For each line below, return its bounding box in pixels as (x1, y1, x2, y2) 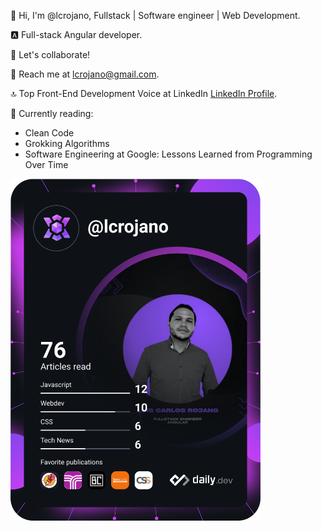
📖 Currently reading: (10, 108, 94, 119)
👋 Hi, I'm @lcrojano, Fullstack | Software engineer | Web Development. (10, 10, 301, 21)
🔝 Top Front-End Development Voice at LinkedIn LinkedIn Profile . (10, 88, 278, 99)
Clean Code (24, 127, 75, 139)
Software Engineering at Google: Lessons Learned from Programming (24, 148, 313, 160)
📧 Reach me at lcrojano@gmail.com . (10, 68, 160, 80)
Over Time (24, 159, 69, 170)
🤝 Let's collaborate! (10, 49, 91, 60)
